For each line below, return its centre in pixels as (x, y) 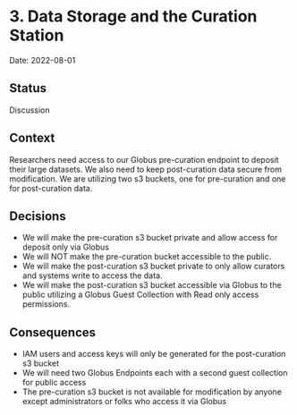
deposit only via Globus (66, 247)
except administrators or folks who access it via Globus (124, 402)
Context (32, 138)
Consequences (53, 332)
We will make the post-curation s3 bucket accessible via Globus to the (152, 285)
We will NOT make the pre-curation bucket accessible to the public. (147, 257)
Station (37, 35)
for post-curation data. (51, 188)
